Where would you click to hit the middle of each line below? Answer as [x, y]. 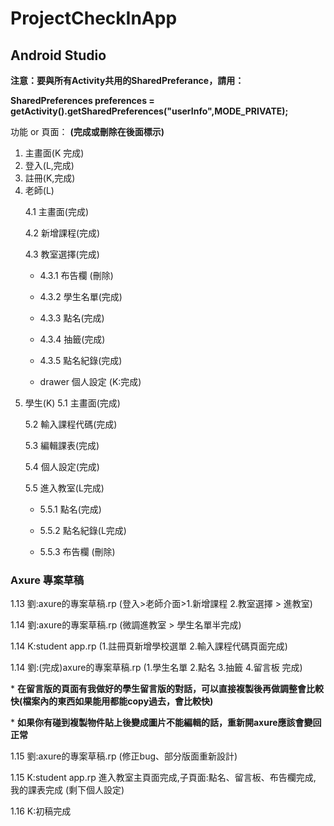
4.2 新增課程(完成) [62, 233]
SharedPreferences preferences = [82, 100]
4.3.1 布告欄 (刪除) [76, 275]
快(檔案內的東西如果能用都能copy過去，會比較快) [112, 701]
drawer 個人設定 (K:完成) [90, 381]
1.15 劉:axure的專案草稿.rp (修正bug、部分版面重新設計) [124, 756]
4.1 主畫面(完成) [57, 211]
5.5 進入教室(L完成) [64, 488]
